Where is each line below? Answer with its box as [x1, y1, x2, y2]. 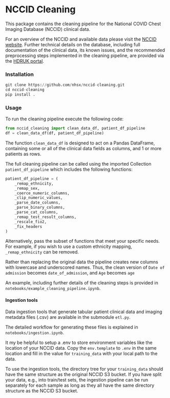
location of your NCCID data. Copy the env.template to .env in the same [5, 345, 157, 351]
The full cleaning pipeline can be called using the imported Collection [5, 160, 152, 167]
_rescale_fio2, [14, 219, 47, 224]
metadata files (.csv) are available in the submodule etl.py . [5, 314, 131, 320]
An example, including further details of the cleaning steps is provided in [5, 280, 159, 286]
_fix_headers [14, 224, 42, 229]
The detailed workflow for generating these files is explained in [5, 324, 138, 330]
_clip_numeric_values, [14, 195, 63, 201]
